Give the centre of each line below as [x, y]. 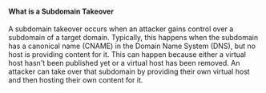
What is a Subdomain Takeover [61, 11]
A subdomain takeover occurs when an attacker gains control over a [121, 29]
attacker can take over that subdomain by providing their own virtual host [129, 71]
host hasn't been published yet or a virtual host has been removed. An [124, 63]
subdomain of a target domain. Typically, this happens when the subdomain [133, 38]
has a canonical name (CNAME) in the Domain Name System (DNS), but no [132, 46]
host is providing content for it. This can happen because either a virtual [127, 55]
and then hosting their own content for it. [76, 80]
